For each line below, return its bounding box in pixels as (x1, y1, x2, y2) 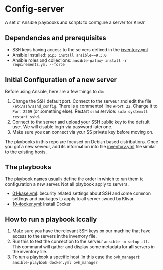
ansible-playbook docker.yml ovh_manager (12, 260, 98, 265)
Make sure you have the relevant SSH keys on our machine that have (12, 228, 151, 234)
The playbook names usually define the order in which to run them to (5, 176, 144, 182)
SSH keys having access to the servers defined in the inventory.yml (12, 46, 148, 52)
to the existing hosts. (5, 149, 47, 155)
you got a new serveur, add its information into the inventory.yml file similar (5, 144, 156, 149)
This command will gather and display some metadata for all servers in (12, 244, 155, 249)
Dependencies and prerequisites (5, 34, 106, 42)
